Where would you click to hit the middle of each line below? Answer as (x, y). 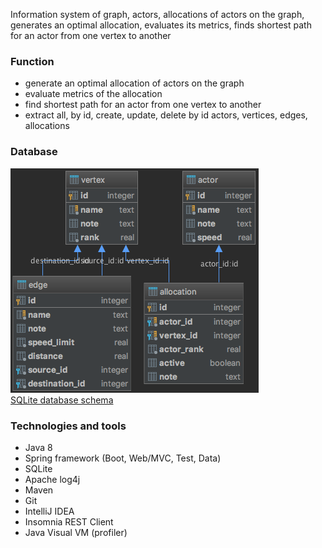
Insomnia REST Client (69, 521)
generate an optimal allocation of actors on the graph (134, 83)
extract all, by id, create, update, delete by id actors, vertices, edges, (166, 115)
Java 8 (38, 447)
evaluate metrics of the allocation (93, 94)
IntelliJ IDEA (49, 511)
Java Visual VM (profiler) (76, 532)
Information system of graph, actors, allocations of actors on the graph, (157, 14)
